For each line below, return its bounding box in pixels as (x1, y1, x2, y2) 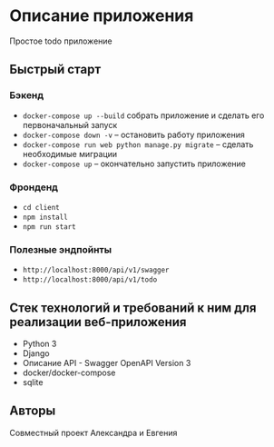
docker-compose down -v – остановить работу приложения (22, 129, 245, 140)
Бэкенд (9, 89, 44, 102)
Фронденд (9, 181, 59, 194)
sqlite (22, 377, 44, 388)
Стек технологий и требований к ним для (9, 300, 257, 315)
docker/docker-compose (22, 367, 116, 378)
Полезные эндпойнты (9, 243, 112, 255)
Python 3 (22, 338, 57, 350)
